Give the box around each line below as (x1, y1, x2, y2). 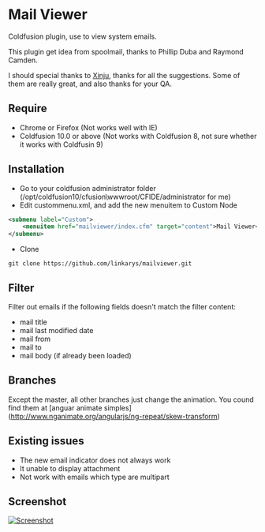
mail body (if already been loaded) (19, 351, 132, 360)
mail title (19, 317, 47, 327)
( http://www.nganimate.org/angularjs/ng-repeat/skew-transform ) (8, 411, 221, 421)
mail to (19, 343, 42, 352)
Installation (8, 163, 65, 176)
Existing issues (8, 434, 84, 448)
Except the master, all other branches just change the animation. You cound (8, 395, 254, 404)
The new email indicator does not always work (19, 455, 171, 465)
